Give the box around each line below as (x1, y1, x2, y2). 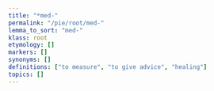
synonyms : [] (8, 56, 52, 64)
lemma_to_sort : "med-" (8, 26, 83, 34)
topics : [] (8, 70, 44, 78)
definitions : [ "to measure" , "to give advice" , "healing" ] (8, 63, 208, 71)
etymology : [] (8, 41, 55, 49)
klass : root (8, 33, 48, 42)
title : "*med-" (8, 11, 59, 20)
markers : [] (8, 48, 48, 56)
